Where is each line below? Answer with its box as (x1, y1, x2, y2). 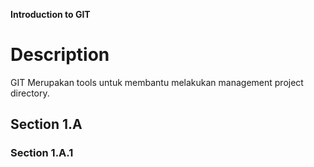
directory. (10, 87, 50, 99)
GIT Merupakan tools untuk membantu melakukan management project (10, 76, 304, 88)
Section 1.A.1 (10, 146, 74, 160)
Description (10, 44, 110, 66)
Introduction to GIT (10, 9, 91, 20)
